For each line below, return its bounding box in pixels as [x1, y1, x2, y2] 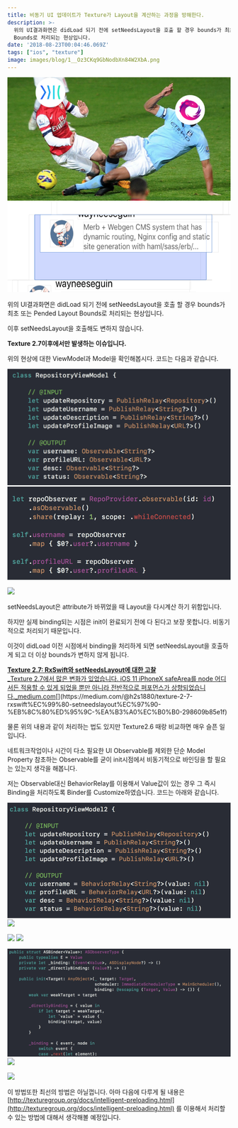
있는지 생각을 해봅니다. [14, 764, 78, 772]
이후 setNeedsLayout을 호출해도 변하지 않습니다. [7, 324, 144, 332]
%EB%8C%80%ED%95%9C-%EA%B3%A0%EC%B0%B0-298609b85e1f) [7, 707, 228, 716]
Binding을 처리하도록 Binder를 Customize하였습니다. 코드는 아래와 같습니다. [7, 788, 220, 796]
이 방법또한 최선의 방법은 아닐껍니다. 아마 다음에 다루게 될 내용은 [7, 1088, 186, 1097]
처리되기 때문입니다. [25, 626, 81, 635]
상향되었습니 [171, 683, 206, 692]
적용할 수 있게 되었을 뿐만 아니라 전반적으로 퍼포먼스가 [20, 683, 170, 692]
